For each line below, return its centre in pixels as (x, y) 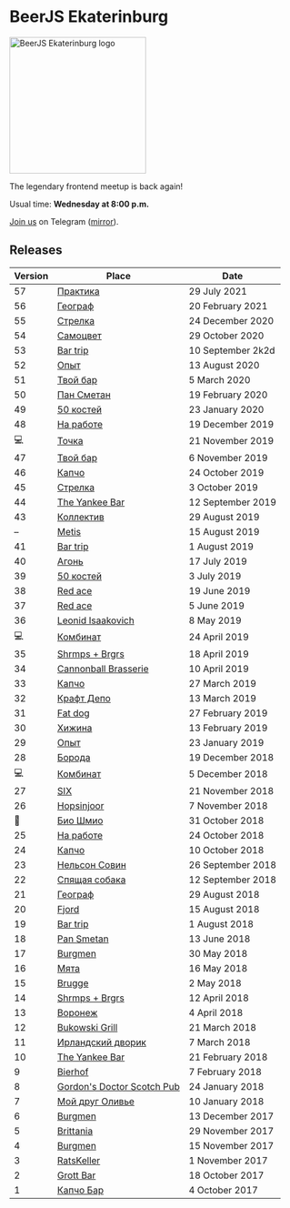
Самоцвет (80, 336)
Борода (74, 757)
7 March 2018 (220, 1042)
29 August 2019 (224, 517)
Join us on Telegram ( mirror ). (64, 221)
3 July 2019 (215, 576)
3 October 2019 (224, 487)
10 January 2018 (226, 1101)
